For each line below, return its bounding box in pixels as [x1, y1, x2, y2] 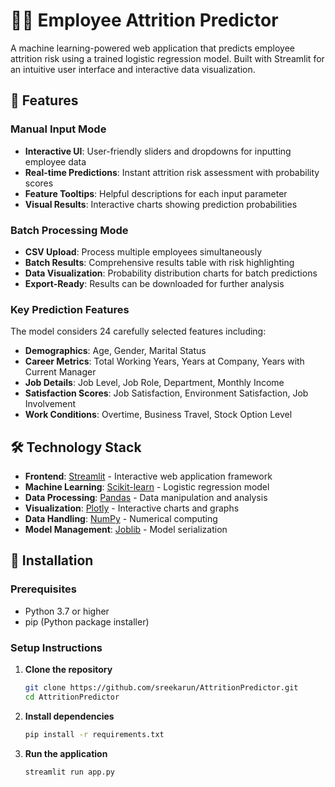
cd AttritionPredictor [24, 692, 120, 702]
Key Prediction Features [10, 302, 130, 316]
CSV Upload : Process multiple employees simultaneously [24, 245, 263, 258]
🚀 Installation [10, 552, 94, 569]
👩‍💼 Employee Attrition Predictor [10, 9, 279, 32]
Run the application [24, 747, 108, 759]
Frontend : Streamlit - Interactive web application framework [24, 470, 273, 483]
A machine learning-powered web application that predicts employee [10, 42, 295, 54]
